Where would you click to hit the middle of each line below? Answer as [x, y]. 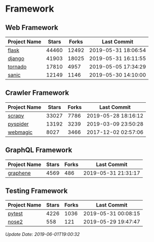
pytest [15, 214]
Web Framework [32, 28]
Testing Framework [36, 191]
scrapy [16, 115]
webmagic [20, 132]
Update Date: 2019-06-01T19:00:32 [43, 234]
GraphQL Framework [39, 150]
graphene [20, 173]
